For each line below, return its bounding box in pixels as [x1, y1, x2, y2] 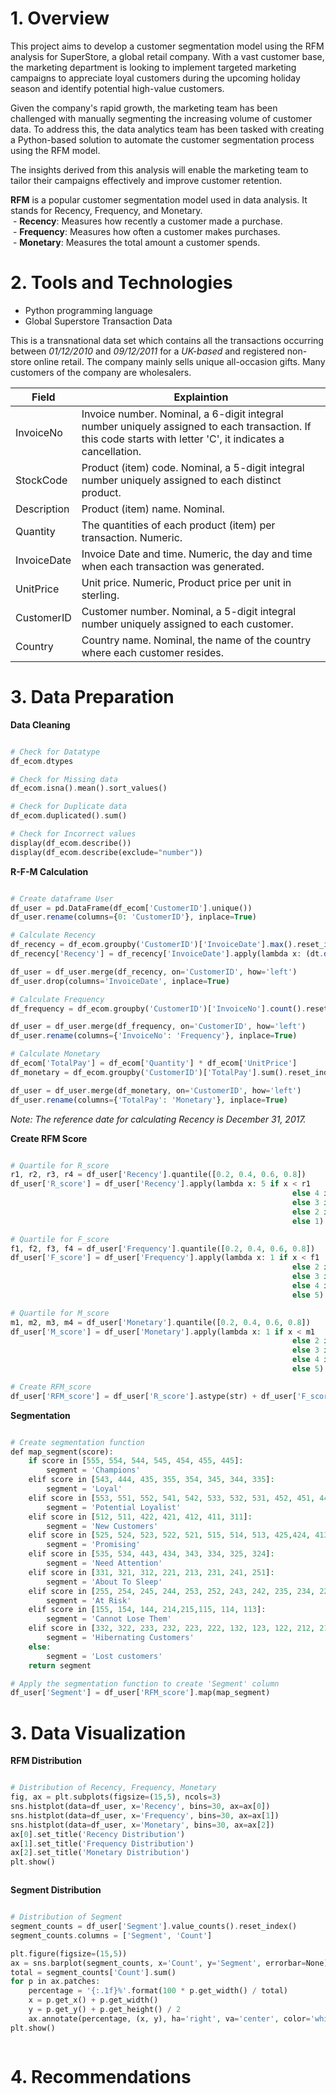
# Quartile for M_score [10, 1308, 110, 1318]
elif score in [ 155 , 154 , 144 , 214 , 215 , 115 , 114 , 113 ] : [28, 1605, 267, 1615]
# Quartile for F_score [10, 1234, 110, 1244]
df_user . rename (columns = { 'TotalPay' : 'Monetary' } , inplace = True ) [10, 1095, 289, 1105]
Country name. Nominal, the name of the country [81, 633, 312, 647]
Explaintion [173, 390, 229, 404]
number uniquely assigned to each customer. [81, 617, 294, 631]
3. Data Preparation [10, 686, 175, 709]
